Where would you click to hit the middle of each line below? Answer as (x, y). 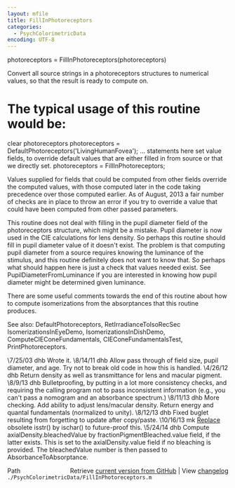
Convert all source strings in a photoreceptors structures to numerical (108, 74)
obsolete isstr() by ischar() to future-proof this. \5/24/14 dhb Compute (108, 428)
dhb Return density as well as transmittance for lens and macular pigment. (115, 375)
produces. (22, 311)
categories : (25, 27)
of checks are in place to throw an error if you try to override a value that (112, 202)
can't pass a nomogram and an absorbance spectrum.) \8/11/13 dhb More (113, 398)
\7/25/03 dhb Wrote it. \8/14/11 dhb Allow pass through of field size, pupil (113, 360)
